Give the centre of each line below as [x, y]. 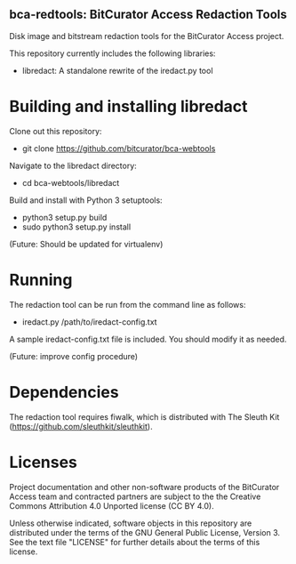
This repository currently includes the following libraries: [112, 53]
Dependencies [64, 392]
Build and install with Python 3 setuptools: [86, 200]
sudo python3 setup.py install [76, 227]
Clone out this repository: [56, 131]
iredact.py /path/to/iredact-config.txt [89, 322]
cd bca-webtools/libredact [71, 182]
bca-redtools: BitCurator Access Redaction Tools [148, 15]
